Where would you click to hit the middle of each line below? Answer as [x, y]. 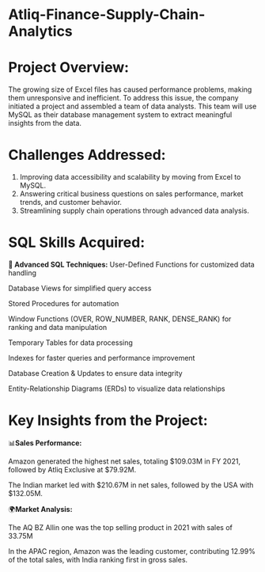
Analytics [40, 31]
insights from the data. [45, 123]
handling [23, 273]
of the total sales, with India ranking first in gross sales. [98, 559]
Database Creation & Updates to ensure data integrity [96, 373]
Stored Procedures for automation [64, 303]
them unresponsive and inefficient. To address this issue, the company [123, 98]
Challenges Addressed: [87, 155]
